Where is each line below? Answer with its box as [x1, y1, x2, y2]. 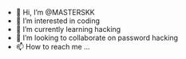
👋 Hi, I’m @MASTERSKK [15, 8, 96, 17]
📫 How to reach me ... [15, 42, 90, 51]
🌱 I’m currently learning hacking [15, 25, 121, 33]
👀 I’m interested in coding [15, 16, 101, 26]
